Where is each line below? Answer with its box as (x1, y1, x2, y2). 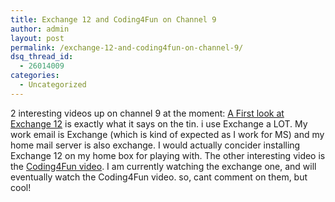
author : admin (10, 24, 70, 34)
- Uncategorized (19, 80, 87, 90)
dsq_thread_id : (10, 52, 74, 62)
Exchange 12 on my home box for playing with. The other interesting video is (10, 149, 326, 161)
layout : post (10, 33, 65, 43)
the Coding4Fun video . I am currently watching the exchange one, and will (10, 160, 317, 172)
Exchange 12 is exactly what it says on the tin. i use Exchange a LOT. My (10, 117, 308, 130)
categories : (10, 71, 60, 81)
